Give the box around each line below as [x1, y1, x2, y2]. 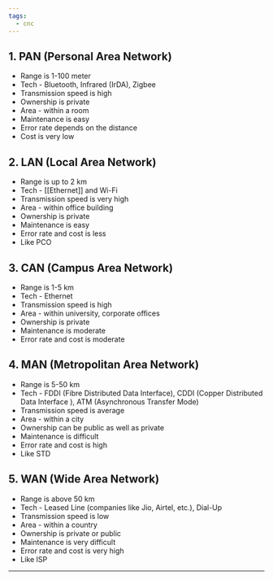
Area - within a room [19, 106, 89, 116]
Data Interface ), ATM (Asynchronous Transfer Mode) [19, 396, 199, 407]
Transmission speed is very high [19, 194, 129, 204]
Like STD [19, 448, 51, 458]
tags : [8, 11, 27, 20]
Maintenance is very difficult [19, 537, 116, 547]
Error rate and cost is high [19, 440, 108, 450]
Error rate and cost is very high [19, 546, 124, 556]
